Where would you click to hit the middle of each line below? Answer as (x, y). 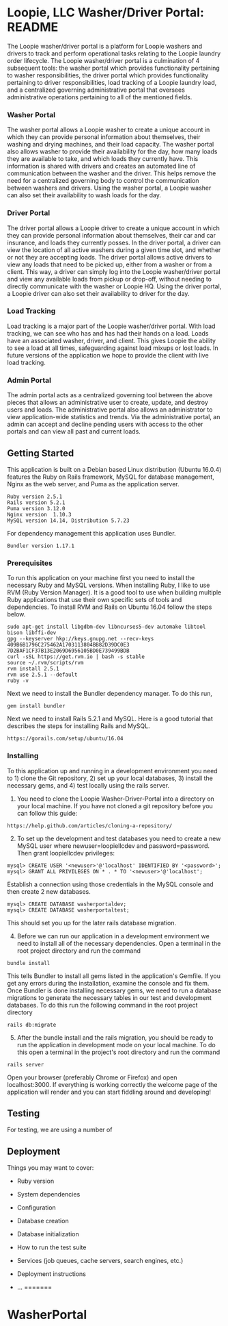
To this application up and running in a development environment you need (112, 771)
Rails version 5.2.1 (37, 502)
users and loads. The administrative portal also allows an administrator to (110, 410)
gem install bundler (37, 706)
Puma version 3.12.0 (37, 508)
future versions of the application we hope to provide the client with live (108, 355)
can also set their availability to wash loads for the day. (84, 195)
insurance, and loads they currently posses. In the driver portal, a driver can (114, 242)
